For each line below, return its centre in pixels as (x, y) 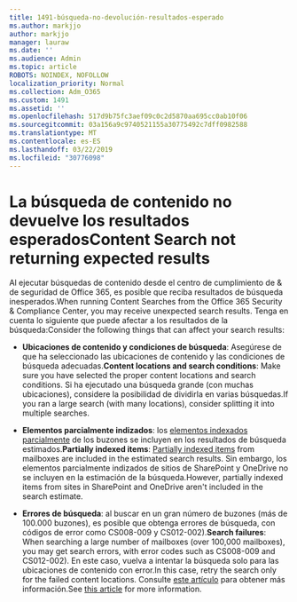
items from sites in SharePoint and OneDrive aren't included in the (142, 487)
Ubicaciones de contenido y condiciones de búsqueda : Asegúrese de (152, 347)
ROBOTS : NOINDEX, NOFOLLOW (59, 75)
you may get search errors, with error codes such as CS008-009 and (148, 551)
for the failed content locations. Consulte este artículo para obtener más (153, 580)
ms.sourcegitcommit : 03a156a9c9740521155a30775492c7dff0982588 (129, 125)
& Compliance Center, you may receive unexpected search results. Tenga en (149, 311)
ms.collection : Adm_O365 (55, 91)
